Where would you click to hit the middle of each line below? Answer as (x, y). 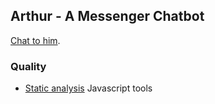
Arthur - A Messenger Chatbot (107, 16)
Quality (28, 66)
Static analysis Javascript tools (88, 88)
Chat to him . (35, 40)
